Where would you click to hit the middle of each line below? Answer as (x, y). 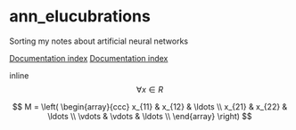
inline (19, 75)
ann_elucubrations (80, 16)
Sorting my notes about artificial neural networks (99, 41)
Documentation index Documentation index (89, 58)
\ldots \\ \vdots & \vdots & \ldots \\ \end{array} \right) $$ (150, 116)
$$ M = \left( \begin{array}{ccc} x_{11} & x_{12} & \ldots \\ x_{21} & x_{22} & (150, 106)
